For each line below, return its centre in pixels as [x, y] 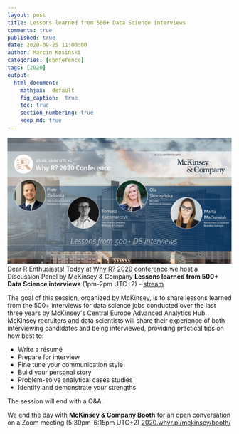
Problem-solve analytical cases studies [75, 380]
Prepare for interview [49, 357]
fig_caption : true [49, 98]
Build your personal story [54, 372]
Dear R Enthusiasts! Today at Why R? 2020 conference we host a [103, 269]
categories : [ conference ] [46, 61]
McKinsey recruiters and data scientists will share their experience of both [116, 321]
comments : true [30, 30]
